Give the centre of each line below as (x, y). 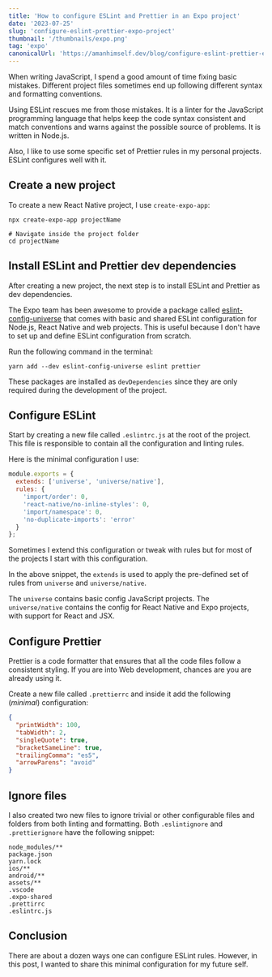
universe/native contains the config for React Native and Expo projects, (129, 607)
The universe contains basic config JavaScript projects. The (109, 599)
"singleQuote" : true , (52, 740)
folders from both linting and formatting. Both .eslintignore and (116, 824)
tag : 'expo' (28, 46)
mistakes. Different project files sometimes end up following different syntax (136, 85)
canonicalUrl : (32, 54)
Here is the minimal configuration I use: (74, 459)
